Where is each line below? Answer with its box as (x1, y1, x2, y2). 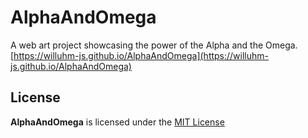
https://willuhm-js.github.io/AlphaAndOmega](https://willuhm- (13, 49, 270, 61)
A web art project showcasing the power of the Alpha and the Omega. (10, 39, 298, 51)
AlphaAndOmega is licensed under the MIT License (10, 116, 225, 128)
